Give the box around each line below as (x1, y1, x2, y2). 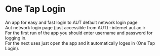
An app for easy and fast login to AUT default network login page (5, 19, 138, 25)
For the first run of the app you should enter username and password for (5, 30, 153, 36)
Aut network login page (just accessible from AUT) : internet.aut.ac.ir (5, 24, 146, 30)
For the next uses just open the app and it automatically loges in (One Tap (5, 40, 156, 46)
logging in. (5, 35, 27, 41)
